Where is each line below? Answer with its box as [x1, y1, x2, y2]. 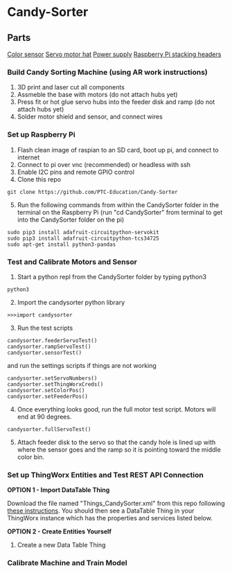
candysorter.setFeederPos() [7, 393, 89, 400]
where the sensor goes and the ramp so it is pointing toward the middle [17, 445, 222, 454]
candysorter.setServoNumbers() [7, 375, 98, 382]
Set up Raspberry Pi [7, 130, 75, 139]
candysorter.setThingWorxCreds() [7, 380, 104, 388]
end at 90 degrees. [17, 412, 72, 421]
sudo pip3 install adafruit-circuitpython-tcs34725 [7, 235, 159, 242]
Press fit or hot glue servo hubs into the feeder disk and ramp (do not [17, 98, 215, 106]
